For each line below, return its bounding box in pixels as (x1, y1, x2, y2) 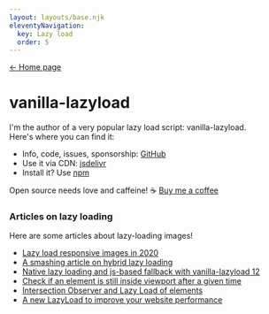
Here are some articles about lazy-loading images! (9, 231, 193, 241)
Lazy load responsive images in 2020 (21, 248, 159, 258)
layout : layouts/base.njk (9, 12, 104, 22)
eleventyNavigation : (9, 21, 86, 30)
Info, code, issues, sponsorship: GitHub (21, 149, 166, 159)
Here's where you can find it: (9, 132, 115, 142)
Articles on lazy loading (9, 211, 113, 223)
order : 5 (17, 37, 50, 47)
